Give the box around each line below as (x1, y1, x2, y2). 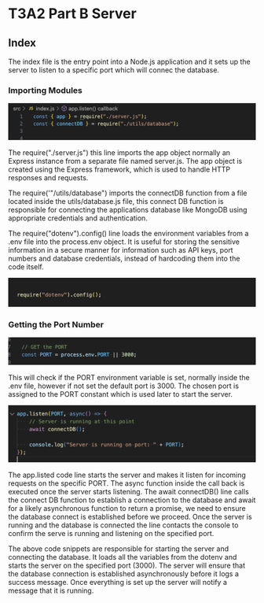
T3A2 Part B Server (8, 5, 137, 23)
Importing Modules (8, 84, 82, 95)
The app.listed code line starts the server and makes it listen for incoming (8, 470, 246, 479)
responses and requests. (8, 172, 89, 182)
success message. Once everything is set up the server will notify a (8, 577, 228, 586)
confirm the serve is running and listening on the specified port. (8, 528, 214, 538)
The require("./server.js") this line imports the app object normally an (8, 147, 230, 157)
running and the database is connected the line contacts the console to (8, 520, 239, 530)
